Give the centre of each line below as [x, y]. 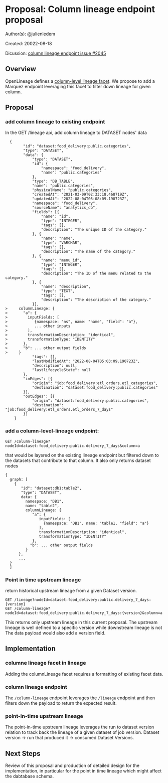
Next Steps [23, 753]
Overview [21, 69]
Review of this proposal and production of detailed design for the [72, 765]
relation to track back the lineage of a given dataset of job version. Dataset [82, 732]
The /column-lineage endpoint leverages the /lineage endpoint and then [80, 698]
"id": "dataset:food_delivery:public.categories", [77, 146]
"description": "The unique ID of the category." [94, 230]
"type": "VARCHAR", [61, 243]
